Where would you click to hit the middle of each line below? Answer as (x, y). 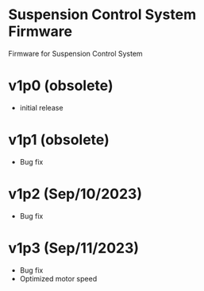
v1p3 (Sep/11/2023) (74, 248)
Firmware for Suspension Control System (75, 53)
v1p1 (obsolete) (59, 140)
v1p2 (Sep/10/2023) (75, 194)
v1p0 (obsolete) (61, 86)
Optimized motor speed (58, 278)
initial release (41, 107)
